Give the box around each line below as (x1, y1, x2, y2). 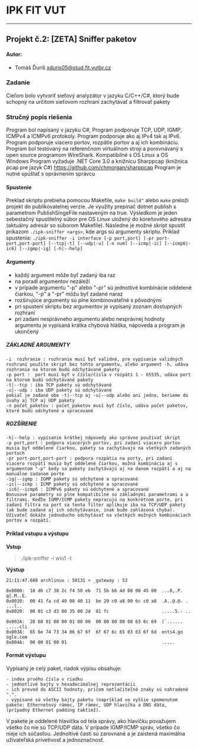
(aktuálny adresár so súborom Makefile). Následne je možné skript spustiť (6, 222, 186, 229)
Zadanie (6, 78, 31, 87)
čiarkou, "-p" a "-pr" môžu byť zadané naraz (14, 290, 123, 297)
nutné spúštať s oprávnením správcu (6, 170, 95, 178)
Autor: (6, 51, 22, 58)
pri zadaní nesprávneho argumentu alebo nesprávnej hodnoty (14, 315, 165, 322)
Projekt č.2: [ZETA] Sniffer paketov (6, 34, 137, 44)
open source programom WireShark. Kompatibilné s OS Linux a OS (6, 152, 169, 159)
